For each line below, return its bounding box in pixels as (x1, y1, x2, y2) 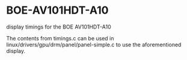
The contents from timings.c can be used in (6, 34, 114, 42)
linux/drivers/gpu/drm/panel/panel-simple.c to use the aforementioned (6, 41, 182, 48)
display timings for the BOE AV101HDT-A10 (6, 23, 111, 30)
